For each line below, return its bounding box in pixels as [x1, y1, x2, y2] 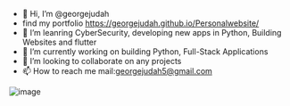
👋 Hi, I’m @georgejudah [21, 9, 110, 19]
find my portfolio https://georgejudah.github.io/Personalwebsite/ [21, 18, 260, 29]
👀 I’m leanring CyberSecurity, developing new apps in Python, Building [21, 28, 282, 37]
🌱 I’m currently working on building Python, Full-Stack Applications [21, 46, 269, 57]
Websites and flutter [21, 37, 97, 47]
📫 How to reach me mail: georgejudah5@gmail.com [21, 66, 212, 76]
